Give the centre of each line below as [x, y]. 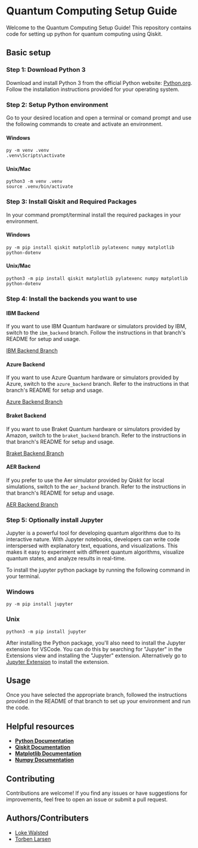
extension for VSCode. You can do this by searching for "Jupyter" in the [94, 649]
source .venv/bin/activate [40, 187]
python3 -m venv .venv [34, 182]
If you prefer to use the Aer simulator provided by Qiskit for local [85, 480]
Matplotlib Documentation [48, 754]
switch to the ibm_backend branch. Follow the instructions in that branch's [96, 333]
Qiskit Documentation [42, 747]
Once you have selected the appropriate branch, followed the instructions [97, 695]
